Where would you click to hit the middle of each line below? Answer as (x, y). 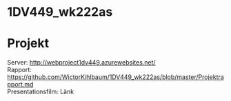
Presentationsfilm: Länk (41, 92)
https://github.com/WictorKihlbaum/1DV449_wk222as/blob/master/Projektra (115, 77)
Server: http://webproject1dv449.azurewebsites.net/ (82, 63)
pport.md (20, 85)
